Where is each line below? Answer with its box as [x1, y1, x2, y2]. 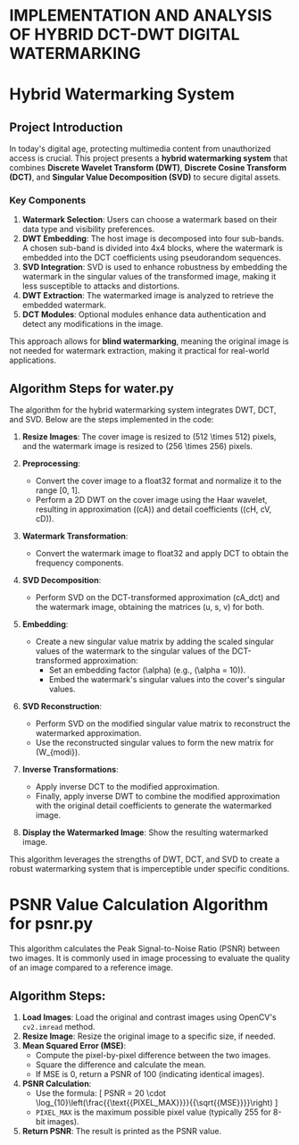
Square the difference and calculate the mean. [35, 1059, 207, 1070]
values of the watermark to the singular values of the [35, 646, 230, 656]
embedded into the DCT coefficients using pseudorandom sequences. [21, 252, 282, 263]
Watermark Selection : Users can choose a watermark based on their [21, 214, 278, 225]
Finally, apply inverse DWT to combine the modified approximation [35, 791, 281, 802]
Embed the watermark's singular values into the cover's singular [48, 674, 286, 685]
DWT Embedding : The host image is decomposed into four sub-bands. [21, 233, 285, 244]
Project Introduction [9, 120, 123, 135]
